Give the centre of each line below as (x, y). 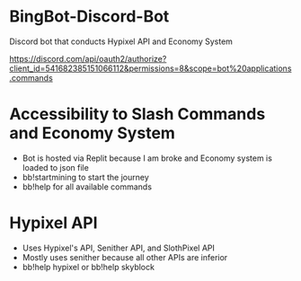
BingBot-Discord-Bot (89, 17)
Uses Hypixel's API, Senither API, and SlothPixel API (119, 248)
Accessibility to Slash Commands (137, 114)
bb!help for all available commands (87, 187)
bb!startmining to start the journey (86, 177)
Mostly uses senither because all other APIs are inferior (125, 257)
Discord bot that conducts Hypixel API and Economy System (121, 41)
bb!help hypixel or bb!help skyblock (89, 267)
